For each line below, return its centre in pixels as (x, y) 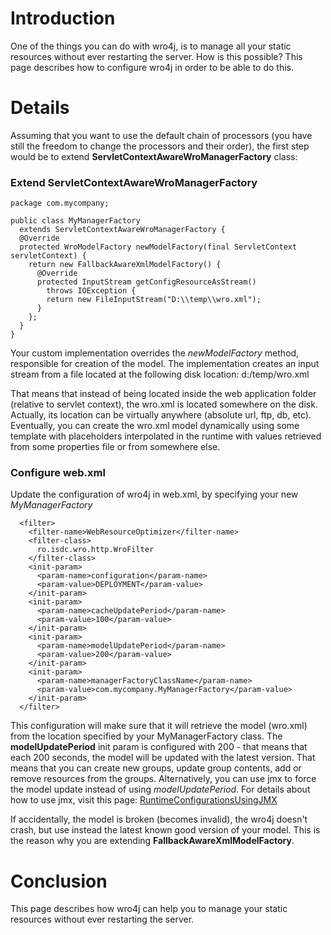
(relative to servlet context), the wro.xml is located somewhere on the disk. (164, 404)
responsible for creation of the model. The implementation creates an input (165, 364)
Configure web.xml (58, 473)
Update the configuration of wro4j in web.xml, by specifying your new (154, 494)
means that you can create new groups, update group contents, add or (156, 768)
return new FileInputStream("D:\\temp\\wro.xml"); (154, 300)
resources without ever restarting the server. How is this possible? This (156, 56)
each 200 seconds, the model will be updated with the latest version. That (163, 758)
